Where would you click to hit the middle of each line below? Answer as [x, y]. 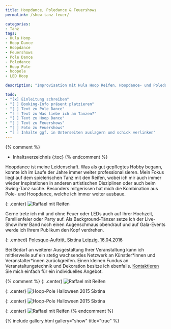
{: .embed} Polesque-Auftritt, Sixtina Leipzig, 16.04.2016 [64, 240]
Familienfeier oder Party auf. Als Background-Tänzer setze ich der [75, 219]
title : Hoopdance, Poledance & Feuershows [51, 10]
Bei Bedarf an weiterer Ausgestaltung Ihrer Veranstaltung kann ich [75, 249]
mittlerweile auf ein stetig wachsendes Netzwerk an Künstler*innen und [80, 255]
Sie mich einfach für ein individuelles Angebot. [54, 271]
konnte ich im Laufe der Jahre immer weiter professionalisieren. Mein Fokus [85, 172]
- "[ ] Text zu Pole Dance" [35, 109]
